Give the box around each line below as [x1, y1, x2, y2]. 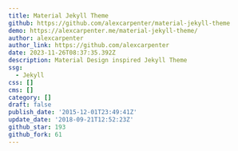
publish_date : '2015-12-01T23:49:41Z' [8, 109, 137, 117]
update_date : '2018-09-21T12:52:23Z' [8, 116, 134, 124]
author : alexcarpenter [8, 34, 84, 42]
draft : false [8, 101, 52, 109]
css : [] [8, 78, 34, 86]
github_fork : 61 [8, 130, 62, 138]
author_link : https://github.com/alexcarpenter [8, 42, 170, 50]
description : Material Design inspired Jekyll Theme [8, 57, 188, 65]
